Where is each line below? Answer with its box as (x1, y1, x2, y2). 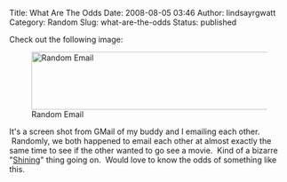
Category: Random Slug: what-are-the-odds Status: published (9, 17, 237, 28)
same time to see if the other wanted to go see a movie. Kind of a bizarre (9, 146, 278, 155)
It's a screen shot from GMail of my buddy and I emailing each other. (9, 126, 260, 137)
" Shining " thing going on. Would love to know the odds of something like (9, 154, 277, 165)
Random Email (31, 109, 84, 119)
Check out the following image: (9, 35, 124, 44)
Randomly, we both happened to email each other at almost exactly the (11, 136, 272, 146)
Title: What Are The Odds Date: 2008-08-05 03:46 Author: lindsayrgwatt (9, 8, 276, 18)
